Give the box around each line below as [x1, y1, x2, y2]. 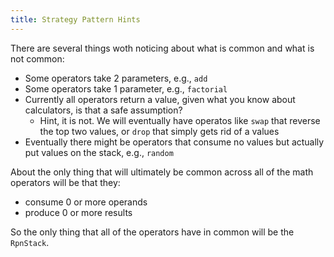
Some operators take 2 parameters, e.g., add [24, 72, 208, 84]
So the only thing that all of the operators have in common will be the [10, 226, 295, 238]
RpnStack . [10, 236, 50, 248]
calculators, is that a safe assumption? [24, 104, 183, 116]
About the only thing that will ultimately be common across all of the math [10, 166, 314, 178]
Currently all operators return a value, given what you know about [24, 93, 296, 105]
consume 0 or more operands [24, 196, 148, 208]
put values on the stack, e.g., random [24, 146, 174, 158]
